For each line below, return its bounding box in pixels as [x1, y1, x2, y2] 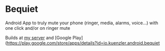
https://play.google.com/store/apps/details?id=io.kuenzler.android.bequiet [6, 40, 160, 46]
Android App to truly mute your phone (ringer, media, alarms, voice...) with [5, 20, 158, 26]
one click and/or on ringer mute [5, 25, 70, 31]
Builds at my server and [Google [5, 35, 71, 41]
